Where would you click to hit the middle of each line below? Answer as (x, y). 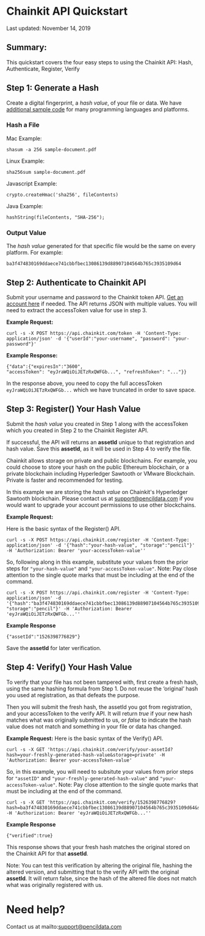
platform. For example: (35, 253)
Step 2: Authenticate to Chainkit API (76, 283)
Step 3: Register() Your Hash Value (74, 409)
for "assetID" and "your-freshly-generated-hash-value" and (82, 778)
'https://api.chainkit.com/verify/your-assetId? (110, 749)
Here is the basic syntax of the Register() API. (63, 528)
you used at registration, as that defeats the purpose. (73, 695)
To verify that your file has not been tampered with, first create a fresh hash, (102, 682)
